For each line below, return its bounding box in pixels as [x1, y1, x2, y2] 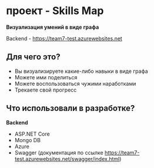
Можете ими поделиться [14, 73, 78, 80]
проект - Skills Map [6, 4, 104, 18]
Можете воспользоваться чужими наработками [14, 80, 136, 87]
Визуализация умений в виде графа [6, 23, 99, 31]
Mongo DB [14, 136, 41, 143]
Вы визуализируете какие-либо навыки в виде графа [14, 68, 148, 75]
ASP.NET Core [14, 130, 50, 137]
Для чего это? [6, 52, 61, 62]
